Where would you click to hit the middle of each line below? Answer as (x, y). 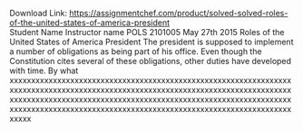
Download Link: (39, 13)
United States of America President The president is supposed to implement (151, 42)
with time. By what (44, 70)
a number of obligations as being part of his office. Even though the (136, 51)
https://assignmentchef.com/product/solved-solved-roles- (179, 13)
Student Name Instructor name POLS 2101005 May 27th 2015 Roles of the (147, 32)
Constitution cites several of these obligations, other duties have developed (151, 61)
